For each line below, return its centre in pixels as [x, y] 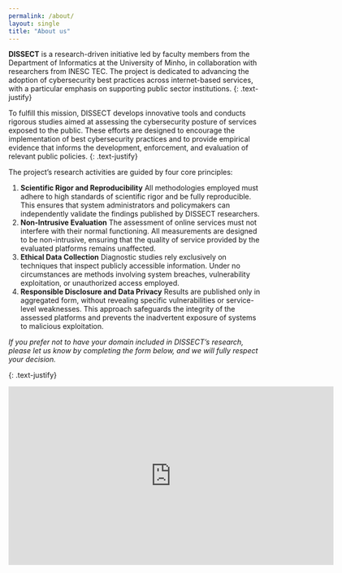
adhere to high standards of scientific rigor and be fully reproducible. [136, 197]
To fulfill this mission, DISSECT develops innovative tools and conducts [127, 113]
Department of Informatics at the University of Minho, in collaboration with [133, 63]
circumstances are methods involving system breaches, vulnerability [135, 274]
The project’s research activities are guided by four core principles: [121, 173]
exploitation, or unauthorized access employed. [100, 283]
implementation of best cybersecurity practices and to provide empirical [129, 139]
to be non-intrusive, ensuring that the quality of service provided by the [140, 240]
